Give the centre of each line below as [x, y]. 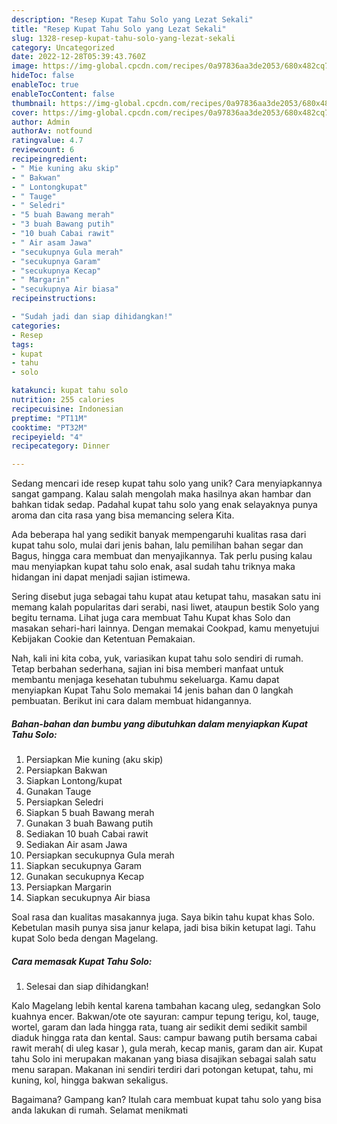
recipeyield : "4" [47, 437]
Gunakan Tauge [58, 792]
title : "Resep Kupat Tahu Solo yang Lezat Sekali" [119, 29]
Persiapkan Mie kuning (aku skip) [94, 760]
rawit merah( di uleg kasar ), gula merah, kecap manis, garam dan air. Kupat [167, 1048]
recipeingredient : [49, 159]
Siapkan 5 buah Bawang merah [90, 813]
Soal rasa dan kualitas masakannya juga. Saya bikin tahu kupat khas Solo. [163, 917]
